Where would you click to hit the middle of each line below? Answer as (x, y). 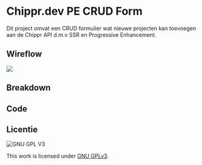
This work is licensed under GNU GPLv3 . (58, 156)
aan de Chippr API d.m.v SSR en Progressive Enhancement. (81, 34)
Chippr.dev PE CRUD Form (74, 11)
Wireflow (24, 54)
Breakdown (28, 88)
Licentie (22, 129)
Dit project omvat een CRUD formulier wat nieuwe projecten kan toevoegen (101, 28)
